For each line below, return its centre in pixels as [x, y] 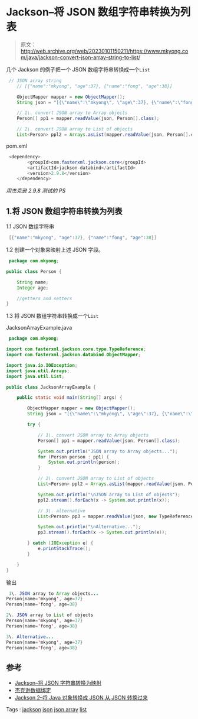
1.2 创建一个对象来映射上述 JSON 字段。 [55, 250]
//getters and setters [44, 298]
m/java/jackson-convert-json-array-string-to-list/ [80, 57]
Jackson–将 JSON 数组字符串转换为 [93, 12]
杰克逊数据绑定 [33, 690]
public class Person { [34, 271]
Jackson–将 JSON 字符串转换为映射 [58, 683]
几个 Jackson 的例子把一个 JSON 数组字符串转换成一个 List [78, 69]
